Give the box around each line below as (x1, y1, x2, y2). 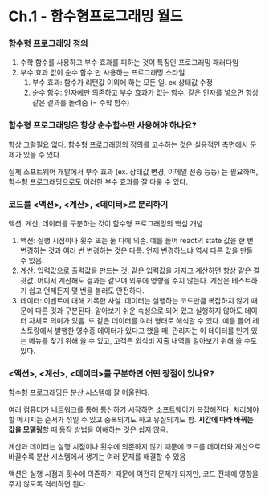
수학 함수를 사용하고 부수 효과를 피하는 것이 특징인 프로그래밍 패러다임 (19, 58, 239, 67)
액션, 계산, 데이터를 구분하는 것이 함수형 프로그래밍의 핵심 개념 (8, 218, 203, 229)
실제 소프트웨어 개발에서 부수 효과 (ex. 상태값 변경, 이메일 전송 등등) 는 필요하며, (8, 166, 259, 177)
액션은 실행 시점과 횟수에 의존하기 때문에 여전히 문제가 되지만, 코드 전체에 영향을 (8, 469, 259, 478)
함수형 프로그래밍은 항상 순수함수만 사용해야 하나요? (8, 120, 197, 131)
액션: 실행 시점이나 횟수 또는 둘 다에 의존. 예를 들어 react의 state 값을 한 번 (19, 236, 255, 246)
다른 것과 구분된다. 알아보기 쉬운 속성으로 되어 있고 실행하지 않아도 (35, 306, 243, 315)
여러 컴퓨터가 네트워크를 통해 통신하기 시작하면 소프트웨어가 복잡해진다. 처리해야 (8, 405, 259, 414)
